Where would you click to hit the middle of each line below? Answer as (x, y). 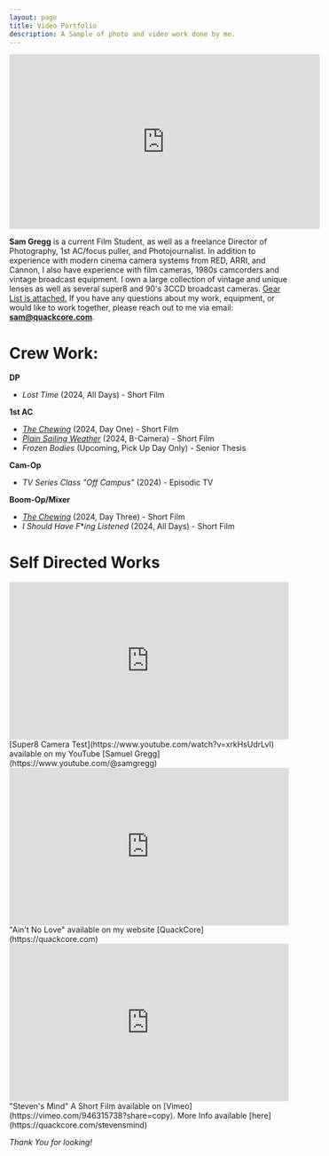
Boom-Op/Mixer (40, 500)
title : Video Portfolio (53, 26)
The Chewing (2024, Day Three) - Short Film (103, 517)
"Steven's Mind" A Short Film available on (85, 1105)
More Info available (212, 1115)
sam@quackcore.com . (52, 317)
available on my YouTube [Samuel (71, 753)
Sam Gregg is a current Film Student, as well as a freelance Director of (138, 241)
